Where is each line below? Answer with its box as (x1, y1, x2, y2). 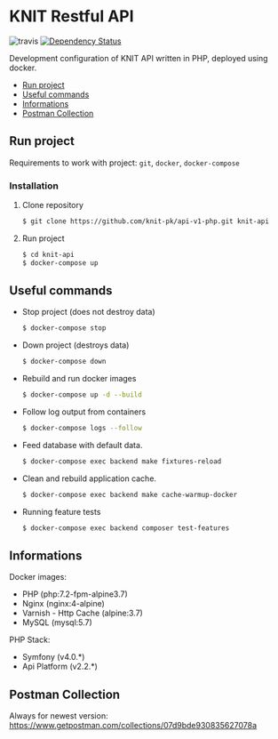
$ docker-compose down (21, 357, 107, 366)
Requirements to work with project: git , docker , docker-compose (9, 157, 240, 168)
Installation (9, 180, 60, 192)
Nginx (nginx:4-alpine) (21, 598, 105, 609)
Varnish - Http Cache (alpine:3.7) (21, 607, 144, 619)
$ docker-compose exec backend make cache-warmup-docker (21, 490, 238, 499)
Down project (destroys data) (21, 340, 130, 350)
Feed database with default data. (21, 439, 143, 450)
